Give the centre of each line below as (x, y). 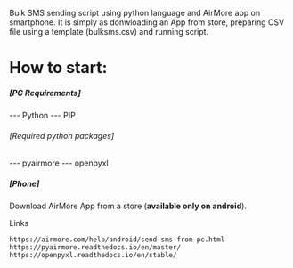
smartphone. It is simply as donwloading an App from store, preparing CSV (147, 22)
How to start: (58, 68)
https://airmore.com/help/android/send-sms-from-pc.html (117, 240)
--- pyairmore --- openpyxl (59, 163)
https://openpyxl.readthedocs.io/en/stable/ (93, 256)
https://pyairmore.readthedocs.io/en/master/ (95, 248)
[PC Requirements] (45, 93)
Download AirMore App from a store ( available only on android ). (128, 206)
